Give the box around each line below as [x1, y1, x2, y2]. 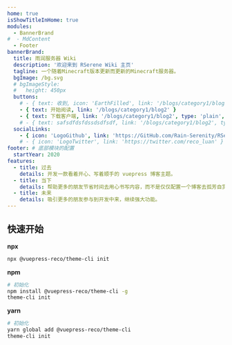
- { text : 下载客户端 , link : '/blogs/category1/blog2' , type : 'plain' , [19, 112, 225, 119]
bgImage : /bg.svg [13, 74, 64, 81]
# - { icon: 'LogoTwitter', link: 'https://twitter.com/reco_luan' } [19, 139, 224, 146]
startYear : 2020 [13, 151, 60, 159]
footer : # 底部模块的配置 [7, 145, 75, 152]
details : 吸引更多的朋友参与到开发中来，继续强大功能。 [19, 196, 161, 204]
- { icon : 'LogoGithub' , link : [19, 132, 110, 139]
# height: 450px [13, 87, 67, 94]
